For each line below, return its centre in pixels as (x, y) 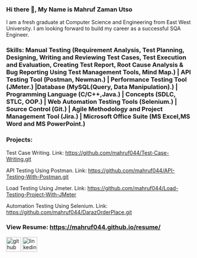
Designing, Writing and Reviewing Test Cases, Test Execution (96, 57)
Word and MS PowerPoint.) (46, 124)
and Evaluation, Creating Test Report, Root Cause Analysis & (95, 65)
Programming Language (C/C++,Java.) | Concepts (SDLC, (91, 94)
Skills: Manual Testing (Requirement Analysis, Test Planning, (95, 50)
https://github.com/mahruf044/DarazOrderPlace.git (69, 212)
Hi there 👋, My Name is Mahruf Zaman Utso (70, 9)
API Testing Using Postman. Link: (46, 170)
